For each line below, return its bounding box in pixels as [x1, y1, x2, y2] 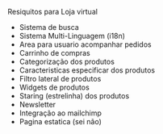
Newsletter [19, 100, 56, 109]
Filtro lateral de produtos [19, 74, 102, 83]
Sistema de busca [19, 23, 80, 31]
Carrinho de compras [19, 48, 90, 57]
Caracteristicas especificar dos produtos [19, 65, 155, 75]
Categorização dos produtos [19, 57, 115, 66]
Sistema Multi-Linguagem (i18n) [19, 31, 126, 40]
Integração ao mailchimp [19, 108, 102, 118]
